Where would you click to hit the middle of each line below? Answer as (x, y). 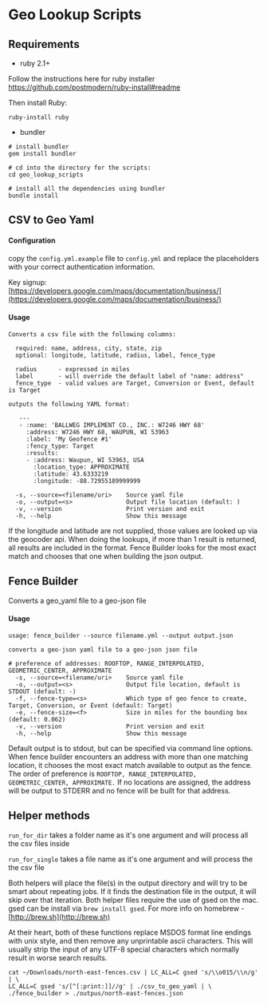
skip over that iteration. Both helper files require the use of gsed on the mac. (133, 900)
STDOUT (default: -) (43, 691)
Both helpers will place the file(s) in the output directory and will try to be (128, 883)
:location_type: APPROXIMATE (81, 467)
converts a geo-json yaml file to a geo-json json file (103, 649)
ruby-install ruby (39, 117)
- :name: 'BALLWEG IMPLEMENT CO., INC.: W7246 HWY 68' (112, 425)
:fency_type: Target (60, 446)
